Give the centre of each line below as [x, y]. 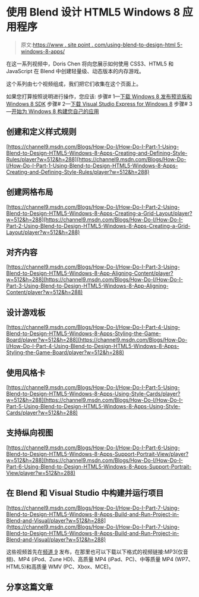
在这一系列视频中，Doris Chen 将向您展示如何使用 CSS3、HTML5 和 [90, 64]
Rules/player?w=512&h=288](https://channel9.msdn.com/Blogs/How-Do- [96, 159]
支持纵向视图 [30, 433]
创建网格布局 [30, 192]
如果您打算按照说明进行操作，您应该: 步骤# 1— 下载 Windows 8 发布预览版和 [99, 96]
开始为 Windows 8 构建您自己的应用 [55, 111]
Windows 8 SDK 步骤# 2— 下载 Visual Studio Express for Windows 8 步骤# [97, 104]
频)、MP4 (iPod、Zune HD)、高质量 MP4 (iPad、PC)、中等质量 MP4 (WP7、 [100, 559]
